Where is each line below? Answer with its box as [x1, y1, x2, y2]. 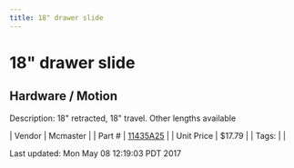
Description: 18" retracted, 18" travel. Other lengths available [9, 113, 237, 124]
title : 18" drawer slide [9, 13, 104, 23]
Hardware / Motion [9, 88, 118, 104]
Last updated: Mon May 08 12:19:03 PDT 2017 [9, 147, 182, 159]
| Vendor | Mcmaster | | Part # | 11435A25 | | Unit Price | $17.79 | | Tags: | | [9, 130, 287, 141]
